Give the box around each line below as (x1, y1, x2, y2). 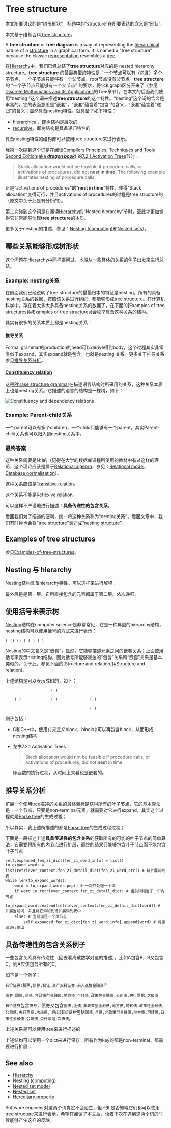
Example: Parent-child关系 (5, 412, 72, 419)
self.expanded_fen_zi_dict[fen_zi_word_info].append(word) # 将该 (23, 920, 166, 925)
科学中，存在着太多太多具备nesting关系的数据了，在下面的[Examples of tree (5, 302, 165, 309)
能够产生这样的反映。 (9, 1117, 54, 1123)
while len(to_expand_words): (5, 878, 67, 883)
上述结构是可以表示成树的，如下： (5, 678, 77, 684)
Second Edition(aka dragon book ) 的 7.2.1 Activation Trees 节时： (5, 153, 140, 159)
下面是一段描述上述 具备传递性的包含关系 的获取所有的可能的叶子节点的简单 (5, 835, 161, 841)
